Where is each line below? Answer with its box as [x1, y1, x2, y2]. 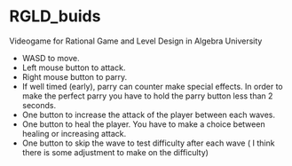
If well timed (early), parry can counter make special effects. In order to [21, 81, 283, 91]
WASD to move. [21, 52, 80, 63]
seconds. [21, 99, 57, 110]
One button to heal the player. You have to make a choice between [21, 118, 265, 130]
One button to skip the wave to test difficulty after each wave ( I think [21, 138, 275, 148]
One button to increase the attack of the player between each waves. [21, 109, 275, 120]
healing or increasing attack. [21, 128, 127, 138]
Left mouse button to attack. [21, 62, 126, 73]
